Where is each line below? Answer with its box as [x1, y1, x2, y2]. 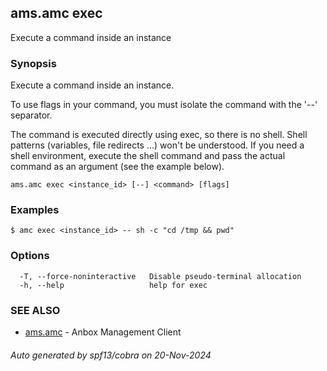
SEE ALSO [10, 303, 61, 317]
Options [10, 249, 50, 263]
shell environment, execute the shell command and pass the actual [10, 150, 286, 162]
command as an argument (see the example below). [10, 161, 225, 173]
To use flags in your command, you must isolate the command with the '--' [10, 99, 318, 111]
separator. [10, 109, 53, 121]
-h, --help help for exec [19, 280, 208, 290]
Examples [10, 203, 60, 217]
